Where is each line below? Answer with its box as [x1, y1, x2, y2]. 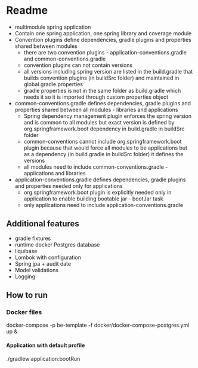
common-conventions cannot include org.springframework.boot [23, 138, 182, 145]
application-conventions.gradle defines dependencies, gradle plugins [14, 176, 186, 183]
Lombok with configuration [14, 254, 82, 261]
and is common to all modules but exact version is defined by [23, 118, 175, 126]
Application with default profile [6, 342, 85, 349]
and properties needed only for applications [14, 182, 123, 189]
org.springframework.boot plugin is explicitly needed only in [23, 188, 172, 196]
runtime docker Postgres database [14, 241, 100, 248]
